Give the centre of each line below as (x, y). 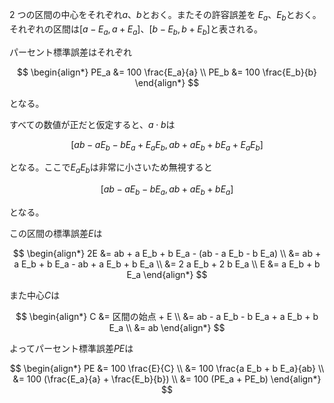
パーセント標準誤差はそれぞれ (70, 52)
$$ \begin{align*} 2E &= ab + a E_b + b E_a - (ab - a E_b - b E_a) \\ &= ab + (167, 253)
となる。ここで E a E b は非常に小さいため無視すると (111, 168)
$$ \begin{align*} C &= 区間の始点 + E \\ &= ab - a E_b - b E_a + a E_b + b (167, 316)
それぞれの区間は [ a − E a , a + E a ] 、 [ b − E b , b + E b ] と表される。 (136, 30)
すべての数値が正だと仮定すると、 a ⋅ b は (92, 124)
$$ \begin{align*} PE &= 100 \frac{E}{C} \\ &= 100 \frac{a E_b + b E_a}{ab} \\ (167, 368)
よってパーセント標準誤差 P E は (71, 348)
